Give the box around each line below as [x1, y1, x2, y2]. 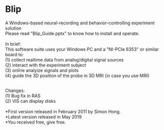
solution [5, 25, 22, 31]
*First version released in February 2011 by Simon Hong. [5, 108, 121, 115]
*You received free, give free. [5, 119, 66, 125]
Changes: [5, 87, 25, 93]
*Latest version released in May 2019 [5, 114, 82, 120]
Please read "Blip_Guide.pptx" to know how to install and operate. [5, 30, 140, 36]
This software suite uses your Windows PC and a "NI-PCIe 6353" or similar [5, 46, 159, 52]
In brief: [5, 41, 21, 47]
